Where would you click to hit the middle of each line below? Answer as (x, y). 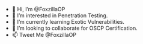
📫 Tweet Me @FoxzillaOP (44, 35)
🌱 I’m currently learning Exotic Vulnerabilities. (68, 22)
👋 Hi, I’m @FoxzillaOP (38, 9)
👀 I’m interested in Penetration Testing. (60, 15)
